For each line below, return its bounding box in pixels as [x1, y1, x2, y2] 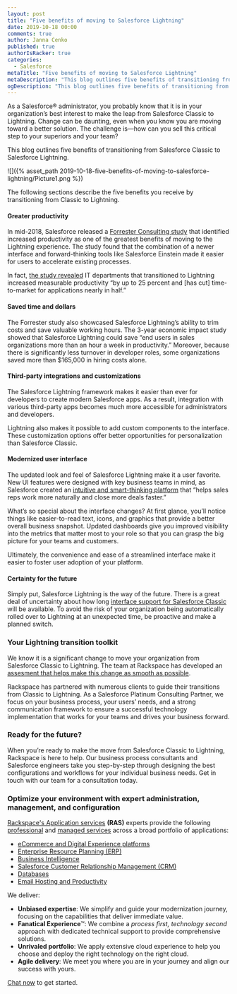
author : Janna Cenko [7, 37, 68, 44]
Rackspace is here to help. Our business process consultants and [7, 753, 198, 762]
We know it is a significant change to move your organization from [7, 653, 200, 662]
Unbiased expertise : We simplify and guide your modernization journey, [17, 905, 228, 913]
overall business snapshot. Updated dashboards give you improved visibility [7, 522, 229, 531]
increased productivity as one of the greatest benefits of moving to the [7, 235, 213, 244]
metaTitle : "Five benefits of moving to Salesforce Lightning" [7, 69, 197, 76]
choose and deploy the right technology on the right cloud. [17, 949, 189, 958]
